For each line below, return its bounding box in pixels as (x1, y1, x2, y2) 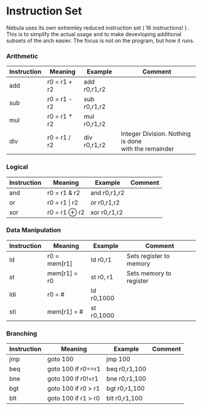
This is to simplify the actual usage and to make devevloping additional (6, 30, 182, 37)
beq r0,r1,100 (106, 365, 147, 373)
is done (121, 137, 142, 146)
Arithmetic (6, 52, 38, 60)
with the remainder (121, 144, 174, 153)
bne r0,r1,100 (106, 374, 146, 383)
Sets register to (126, 252, 170, 260)
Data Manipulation (6, 226, 61, 234)
